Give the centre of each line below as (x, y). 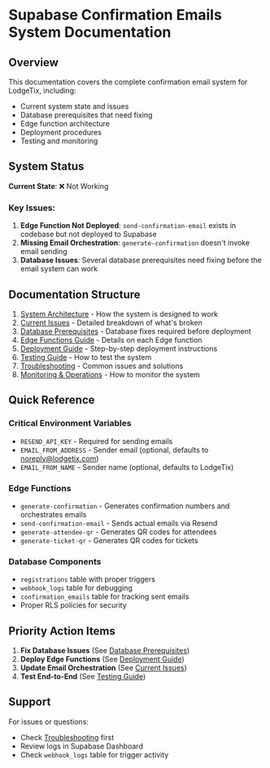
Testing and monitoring (59, 141)
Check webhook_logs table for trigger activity (94, 754)
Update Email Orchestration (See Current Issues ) (103, 668)
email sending (44, 252)
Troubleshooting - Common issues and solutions (102, 366)
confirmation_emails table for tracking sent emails (105, 597)
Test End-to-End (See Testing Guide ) (83, 677)
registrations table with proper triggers (88, 579)
